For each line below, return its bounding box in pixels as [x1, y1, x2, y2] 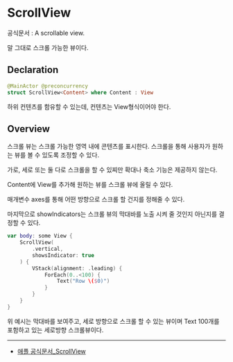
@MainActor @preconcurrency [7, 82, 89, 90]
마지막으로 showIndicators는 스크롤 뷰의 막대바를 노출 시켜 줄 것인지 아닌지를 [7, 210, 217, 218]
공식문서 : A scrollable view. [7, 28, 85, 37]
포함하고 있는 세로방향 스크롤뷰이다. [7, 325, 104, 334]
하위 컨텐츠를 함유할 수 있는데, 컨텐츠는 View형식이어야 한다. [7, 102, 171, 110]
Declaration [7, 64, 59, 76]
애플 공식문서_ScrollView [17, 347, 87, 355]
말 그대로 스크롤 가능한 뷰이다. [7, 43, 89, 51]
